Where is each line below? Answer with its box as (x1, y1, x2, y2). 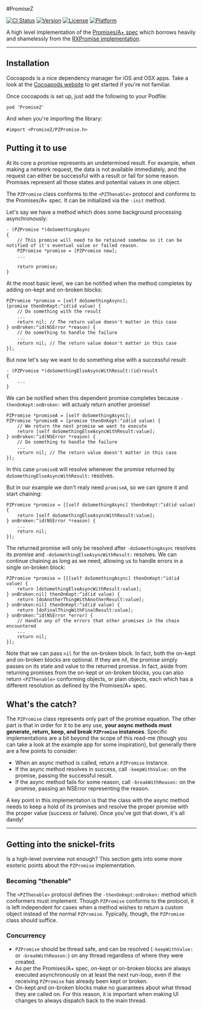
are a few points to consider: (6, 748, 77, 755)
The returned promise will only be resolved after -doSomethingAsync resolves (6, 544, 196, 551)
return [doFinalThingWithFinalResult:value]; (17, 607, 134, 613)
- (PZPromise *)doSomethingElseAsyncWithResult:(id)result (6, 368, 158, 374)
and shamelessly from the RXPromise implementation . (6, 35, 141, 42)
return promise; (17, 264, 59, 270)
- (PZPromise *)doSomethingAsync (6, 227, 91, 233)
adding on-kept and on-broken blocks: (6, 286, 103, 293)
